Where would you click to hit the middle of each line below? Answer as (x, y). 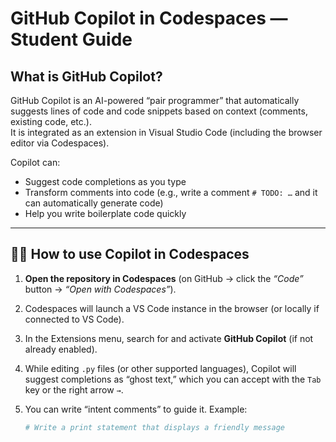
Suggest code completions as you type (105, 181)
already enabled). (61, 349)
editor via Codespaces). (60, 143)
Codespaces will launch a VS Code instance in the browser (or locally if (172, 308)
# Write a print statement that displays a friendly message (155, 427)
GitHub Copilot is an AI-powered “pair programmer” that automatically (155, 100)
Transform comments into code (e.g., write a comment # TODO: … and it (171, 192)
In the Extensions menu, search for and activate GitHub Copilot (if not (169, 338)
